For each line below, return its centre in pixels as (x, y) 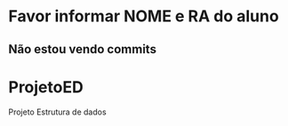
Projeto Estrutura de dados (58, 112)
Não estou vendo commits (83, 49)
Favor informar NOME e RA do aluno (144, 16)
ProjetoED (46, 87)
